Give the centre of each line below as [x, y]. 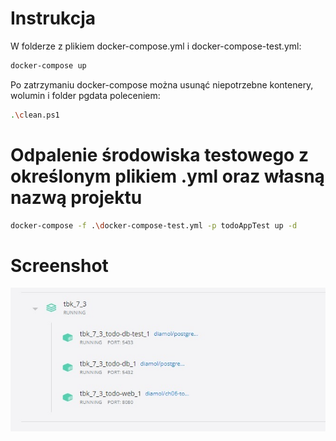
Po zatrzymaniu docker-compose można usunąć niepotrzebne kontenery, [162, 84]
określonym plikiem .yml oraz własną [167, 176]
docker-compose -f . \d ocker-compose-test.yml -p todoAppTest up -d [154, 225]
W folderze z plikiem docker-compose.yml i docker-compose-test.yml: [156, 46]
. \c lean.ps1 [35, 115]
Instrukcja [53, 18]
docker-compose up [48, 65]
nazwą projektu [76, 197]
